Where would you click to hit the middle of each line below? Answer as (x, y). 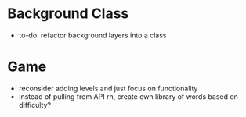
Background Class (68, 14)
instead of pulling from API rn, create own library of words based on (128, 96)
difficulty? (35, 105)
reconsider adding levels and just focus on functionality (108, 88)
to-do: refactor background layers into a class (92, 35)
